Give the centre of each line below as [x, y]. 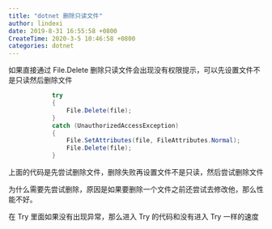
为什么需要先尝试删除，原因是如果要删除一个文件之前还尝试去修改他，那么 [132, 189]
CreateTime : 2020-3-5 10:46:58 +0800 [72, 38]
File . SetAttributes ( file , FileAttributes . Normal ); [153, 141]
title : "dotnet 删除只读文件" [55, 16]
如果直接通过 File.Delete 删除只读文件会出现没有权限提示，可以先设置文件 [131, 70]
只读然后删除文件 [44, 80]
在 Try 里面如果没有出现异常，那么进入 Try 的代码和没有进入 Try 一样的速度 [134, 216]
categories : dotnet [41, 46]
